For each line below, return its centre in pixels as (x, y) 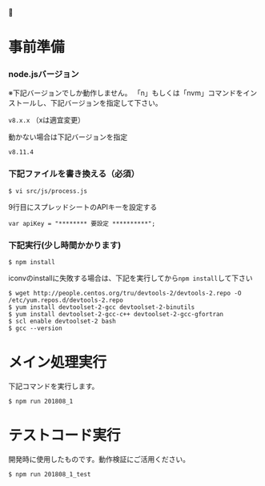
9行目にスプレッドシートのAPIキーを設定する (83, 207)
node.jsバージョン (44, 74)
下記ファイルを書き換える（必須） (74, 174)
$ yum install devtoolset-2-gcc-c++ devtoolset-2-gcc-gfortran (116, 315)
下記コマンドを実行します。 (54, 386)
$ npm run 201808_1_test (50, 474)
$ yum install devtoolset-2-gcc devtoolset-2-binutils (102, 307)
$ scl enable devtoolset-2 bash (62, 321)
